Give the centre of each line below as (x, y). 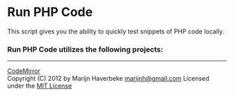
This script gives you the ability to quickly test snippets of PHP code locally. (116, 31)
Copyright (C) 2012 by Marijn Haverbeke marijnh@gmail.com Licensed (108, 79)
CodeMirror (24, 71)
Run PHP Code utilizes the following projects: (85, 49)
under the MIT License (40, 86)
